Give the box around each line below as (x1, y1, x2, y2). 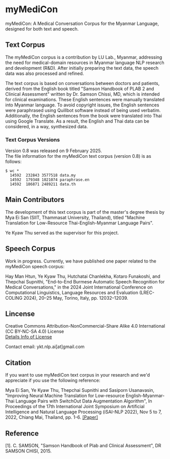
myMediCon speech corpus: (5, 263, 65, 269)
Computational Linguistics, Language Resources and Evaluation (5, 289, 139, 296)
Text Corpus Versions (5, 136, 60, 143)
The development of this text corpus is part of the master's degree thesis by (5, 209, 165, 215)
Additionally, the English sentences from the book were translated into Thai (5, 112, 162, 119)
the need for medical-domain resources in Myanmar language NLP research (5, 60, 165, 66)
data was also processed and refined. (5, 70, 84, 76)
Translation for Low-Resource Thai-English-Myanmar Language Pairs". (5, 220, 154, 226)
